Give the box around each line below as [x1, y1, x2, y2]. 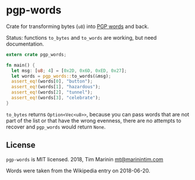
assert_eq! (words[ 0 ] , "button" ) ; [11, 78, 93, 85]
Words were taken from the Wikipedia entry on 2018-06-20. [6, 167, 150, 174]
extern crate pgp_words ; [6, 51, 67, 57]
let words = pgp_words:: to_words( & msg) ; [11, 73, 111, 79]
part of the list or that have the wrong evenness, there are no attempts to [6, 117, 182, 124]
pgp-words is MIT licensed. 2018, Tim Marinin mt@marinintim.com [6, 155, 164, 162]
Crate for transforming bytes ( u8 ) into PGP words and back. [6, 23, 149, 30]
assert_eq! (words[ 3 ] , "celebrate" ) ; [11, 95, 101, 101]
